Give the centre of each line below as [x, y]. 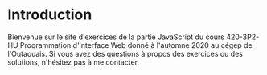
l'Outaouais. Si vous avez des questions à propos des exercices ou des [125, 53]
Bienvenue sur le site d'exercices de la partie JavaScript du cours [116, 37]
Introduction [50, 15]
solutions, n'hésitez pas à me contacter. [74, 62]
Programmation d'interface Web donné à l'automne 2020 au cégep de [136, 45]
